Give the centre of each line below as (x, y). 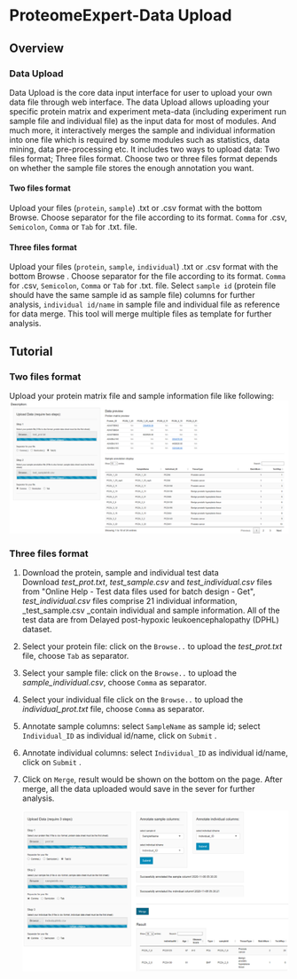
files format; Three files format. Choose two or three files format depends (143, 158)
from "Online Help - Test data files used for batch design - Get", (138, 591)
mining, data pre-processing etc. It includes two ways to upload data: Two (145, 149)
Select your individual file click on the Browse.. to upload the (133, 700)
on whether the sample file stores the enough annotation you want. (132, 168)
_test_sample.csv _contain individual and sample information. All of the (151, 611)
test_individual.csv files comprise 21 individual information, (129, 601)
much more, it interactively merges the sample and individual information (142, 130)
